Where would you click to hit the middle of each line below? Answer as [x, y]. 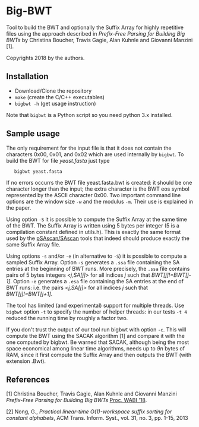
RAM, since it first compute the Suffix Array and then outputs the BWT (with [99, 355]
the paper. [19, 208]
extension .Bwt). [26, 361]
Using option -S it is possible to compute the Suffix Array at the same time [97, 219]
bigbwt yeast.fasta [38, 171]
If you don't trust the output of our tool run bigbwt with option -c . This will [96, 329]
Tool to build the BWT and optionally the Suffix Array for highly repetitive [95, 27]
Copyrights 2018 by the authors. [45, 58]
